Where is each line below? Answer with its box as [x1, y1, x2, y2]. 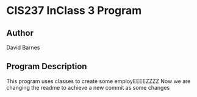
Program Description [6, 61, 87, 72]
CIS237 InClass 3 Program [6, 4, 142, 18]
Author [6, 28, 34, 38]
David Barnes [6, 44, 40, 51]
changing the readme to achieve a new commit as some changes [6, 84, 170, 91]
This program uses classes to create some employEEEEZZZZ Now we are [6, 77, 191, 85]
